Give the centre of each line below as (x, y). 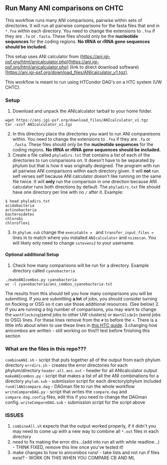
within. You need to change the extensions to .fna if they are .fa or (82, 139)
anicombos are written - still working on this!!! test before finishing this (78, 331)
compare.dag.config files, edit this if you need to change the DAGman (76, 397)
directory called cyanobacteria (44, 271)
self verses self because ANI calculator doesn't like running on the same (87, 176)
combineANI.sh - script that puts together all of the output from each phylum (83, 360)
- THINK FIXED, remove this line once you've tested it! (68, 447)
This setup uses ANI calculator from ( (43, 56)
